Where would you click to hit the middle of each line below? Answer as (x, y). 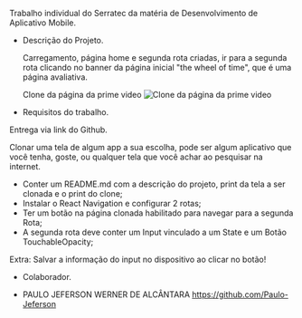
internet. (25, 166)
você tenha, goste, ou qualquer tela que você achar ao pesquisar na (137, 157)
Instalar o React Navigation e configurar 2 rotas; (112, 203)
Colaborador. (47, 277)
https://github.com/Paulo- (240, 294)
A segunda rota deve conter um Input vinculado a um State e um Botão (155, 232)
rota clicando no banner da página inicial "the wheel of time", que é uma (157, 67)
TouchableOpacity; (58, 242)
